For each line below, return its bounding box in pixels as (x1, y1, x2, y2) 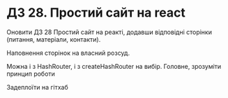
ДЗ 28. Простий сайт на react (6, 5, 185, 21)
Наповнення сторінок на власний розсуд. (6, 49, 130, 57)
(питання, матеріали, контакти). (6, 35, 101, 43)
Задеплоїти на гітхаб (6, 83, 69, 91)
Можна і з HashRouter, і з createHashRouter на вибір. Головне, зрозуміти (6, 62, 222, 70)
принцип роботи (6, 70, 55, 78)
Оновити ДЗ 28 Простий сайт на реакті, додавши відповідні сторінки (6, 28, 212, 36)
